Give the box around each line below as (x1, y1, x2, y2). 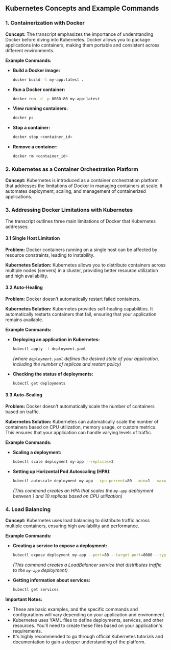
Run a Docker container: (12, 86, 65, 93)
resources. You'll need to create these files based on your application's (12, 622, 162, 629)
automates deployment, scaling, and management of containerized (5, 188, 146, 194)
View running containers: (12, 105, 68, 111)
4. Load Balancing (5, 506, 51, 513)
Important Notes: (5, 596, 42, 602)
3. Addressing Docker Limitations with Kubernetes (5, 207, 133, 214)
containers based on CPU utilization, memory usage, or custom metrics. (5, 424, 157, 430)
